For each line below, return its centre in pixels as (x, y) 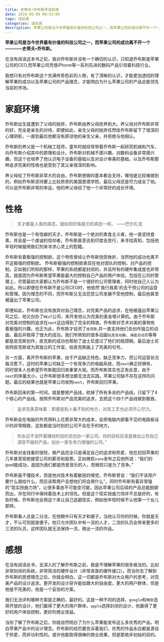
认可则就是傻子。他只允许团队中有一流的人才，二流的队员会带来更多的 (88, 522)
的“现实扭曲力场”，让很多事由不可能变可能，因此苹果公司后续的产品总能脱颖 (82, 488)
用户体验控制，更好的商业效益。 (46, 612)
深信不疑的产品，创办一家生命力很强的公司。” (62, 442)
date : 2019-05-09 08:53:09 (32, 14)
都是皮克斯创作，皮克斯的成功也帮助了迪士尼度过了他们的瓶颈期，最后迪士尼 (82, 341)
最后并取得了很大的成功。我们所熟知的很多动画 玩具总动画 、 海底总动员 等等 (85, 335)
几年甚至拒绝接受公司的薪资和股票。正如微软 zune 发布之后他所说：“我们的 (79, 459)
